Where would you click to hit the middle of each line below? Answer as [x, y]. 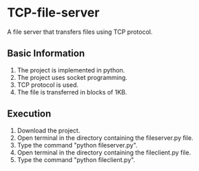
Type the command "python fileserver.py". [77, 145]
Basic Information [46, 53]
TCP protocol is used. [48, 85]
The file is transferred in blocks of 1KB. [72, 92]
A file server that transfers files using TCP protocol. [80, 32]
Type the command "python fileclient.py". [76, 159]
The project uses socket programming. [72, 77]
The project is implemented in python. [71, 70]
